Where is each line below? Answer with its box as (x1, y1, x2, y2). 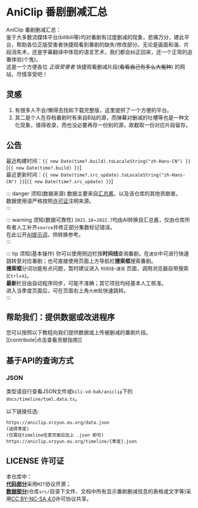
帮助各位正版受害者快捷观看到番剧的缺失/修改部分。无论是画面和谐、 (16, 41, 184, 48)
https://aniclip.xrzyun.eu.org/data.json (6, 420, 110, 426)
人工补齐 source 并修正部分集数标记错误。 (16, 223, 115, 231)
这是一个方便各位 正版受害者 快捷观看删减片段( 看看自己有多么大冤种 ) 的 (6, 63, 180, 70)
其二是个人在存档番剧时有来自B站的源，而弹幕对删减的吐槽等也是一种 (14, 114, 184, 121)
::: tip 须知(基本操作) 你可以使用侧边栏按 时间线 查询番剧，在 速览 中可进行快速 (6, 250, 189, 257)
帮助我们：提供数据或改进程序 (6, 312, 115, 322)
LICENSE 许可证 (6, 456, 64, 466)
